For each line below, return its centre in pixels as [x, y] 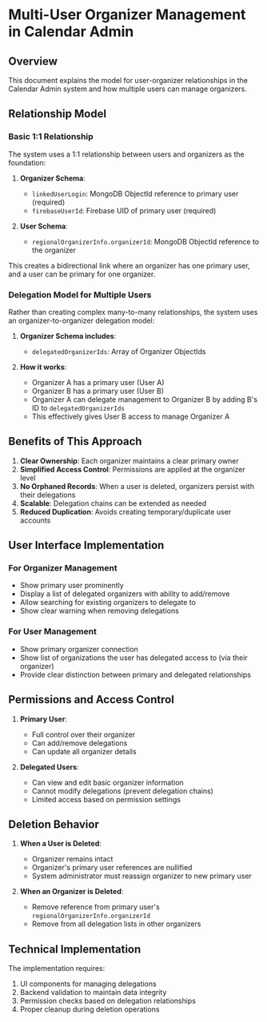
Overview [33, 61]
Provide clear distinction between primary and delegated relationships [135, 674]
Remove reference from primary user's [96, 907]
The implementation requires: [57, 968]
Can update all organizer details [84, 751]
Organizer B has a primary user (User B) [98, 391]
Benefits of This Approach [75, 441]
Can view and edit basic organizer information [108, 782]
